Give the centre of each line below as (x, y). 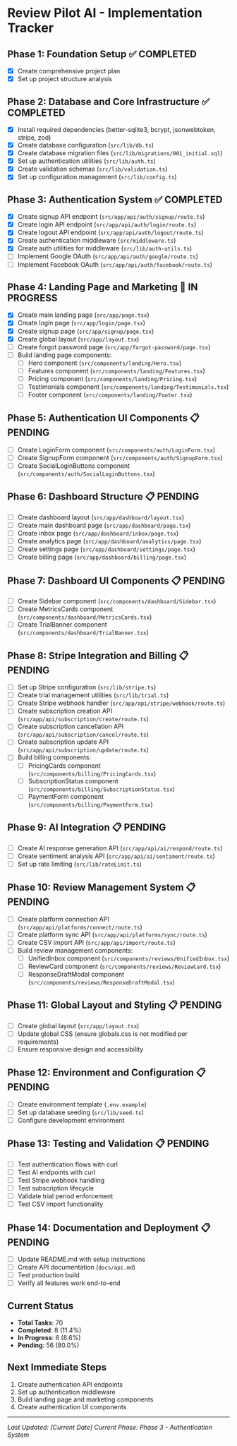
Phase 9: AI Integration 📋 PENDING (87, 827)
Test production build (48, 1275)
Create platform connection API (63, 919)
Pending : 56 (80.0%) (48, 1345)
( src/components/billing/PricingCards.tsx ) (92, 773)
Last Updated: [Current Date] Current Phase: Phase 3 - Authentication (110, 1427)
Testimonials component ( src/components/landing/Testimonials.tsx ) (128, 387)
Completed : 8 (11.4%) (49, 1330)
